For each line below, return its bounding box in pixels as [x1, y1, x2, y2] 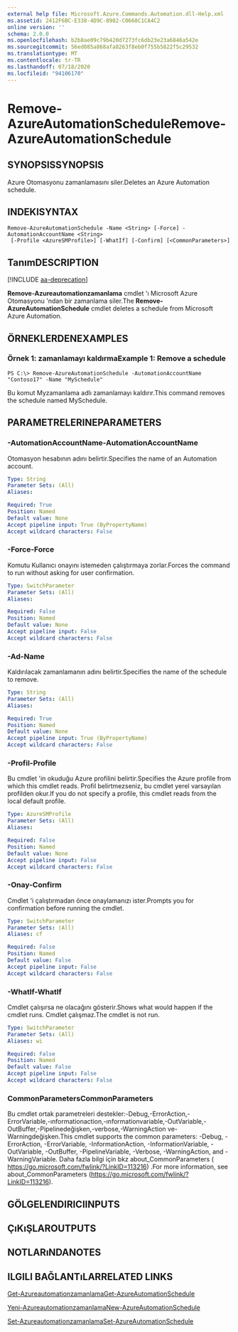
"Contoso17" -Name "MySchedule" [7, 376, 103, 383]
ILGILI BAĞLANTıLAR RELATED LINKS [7, 1270, 173, 1283]
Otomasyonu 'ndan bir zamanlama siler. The [7, 296, 134, 306]
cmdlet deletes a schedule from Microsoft [91, 304, 213, 313]
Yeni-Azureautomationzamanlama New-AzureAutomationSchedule [7, 1304, 200, 1312]
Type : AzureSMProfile [7, 811, 72, 818]
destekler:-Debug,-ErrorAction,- [96, 1110, 190, 1118]
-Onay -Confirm [7, 880, 62, 890]
